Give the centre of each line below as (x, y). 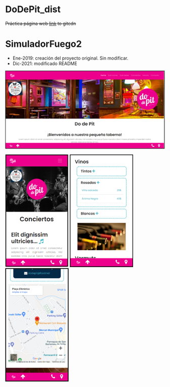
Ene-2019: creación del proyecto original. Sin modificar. (70, 58)
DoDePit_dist (33, 9)
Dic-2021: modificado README (45, 63)
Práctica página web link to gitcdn (41, 23)
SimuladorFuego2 (44, 44)
